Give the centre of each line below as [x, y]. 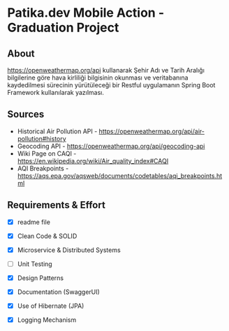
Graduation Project [63, 28]
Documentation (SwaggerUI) [58, 292]
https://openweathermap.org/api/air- [152, 131]
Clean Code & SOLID [47, 236]
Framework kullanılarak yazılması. [56, 93]
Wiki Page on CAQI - [47, 153]
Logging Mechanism [47, 320]
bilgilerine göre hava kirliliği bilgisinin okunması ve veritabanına [98, 78]
